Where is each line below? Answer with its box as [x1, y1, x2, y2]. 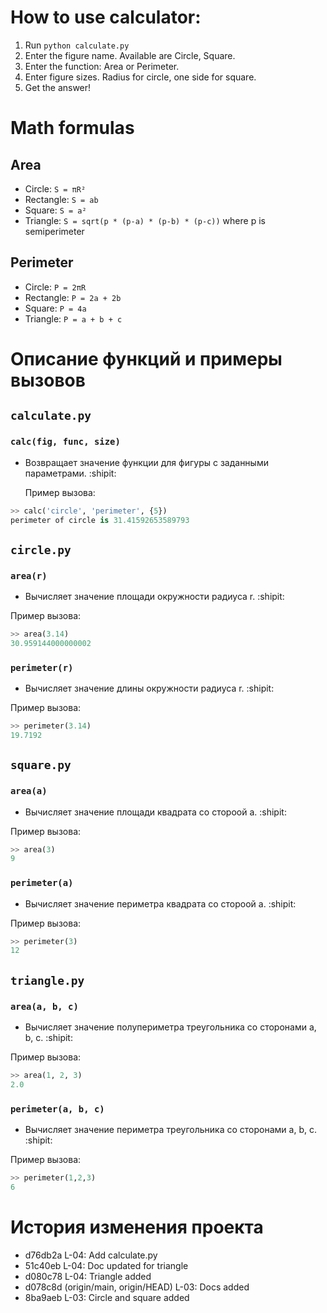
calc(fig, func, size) [10, 436, 121, 448]
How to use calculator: [10, 6, 202, 29]
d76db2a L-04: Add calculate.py [24, 1249, 158, 1261]
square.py [10, 758, 72, 773]
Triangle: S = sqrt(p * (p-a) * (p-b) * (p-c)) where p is [24, 214, 266, 226]
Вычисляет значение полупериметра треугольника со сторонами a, [24, 1021, 317, 1033]
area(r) [10, 570, 48, 581]
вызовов [10, 369, 86, 391]
